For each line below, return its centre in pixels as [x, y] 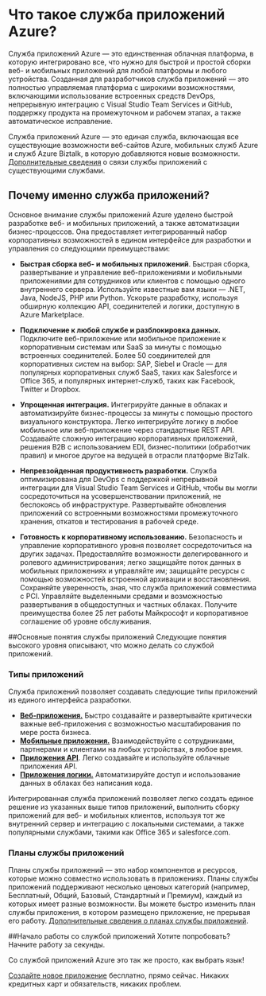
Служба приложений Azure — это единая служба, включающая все [124, 136]
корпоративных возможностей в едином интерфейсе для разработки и [130, 239]
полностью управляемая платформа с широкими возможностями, [122, 87]
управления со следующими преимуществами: [89, 248]
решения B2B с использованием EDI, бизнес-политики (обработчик [135, 446]
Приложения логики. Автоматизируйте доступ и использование [130, 775]
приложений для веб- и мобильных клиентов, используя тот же [117, 815]
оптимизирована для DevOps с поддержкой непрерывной [119, 479]
